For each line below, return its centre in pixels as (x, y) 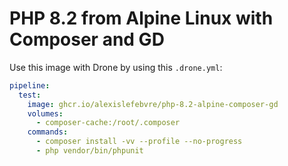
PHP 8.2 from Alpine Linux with (141, 18)
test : (30, 95)
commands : (48, 132)
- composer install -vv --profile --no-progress (139, 142)
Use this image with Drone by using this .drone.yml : (116, 67)
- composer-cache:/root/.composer (108, 123)
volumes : (45, 113)
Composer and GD (87, 39)
